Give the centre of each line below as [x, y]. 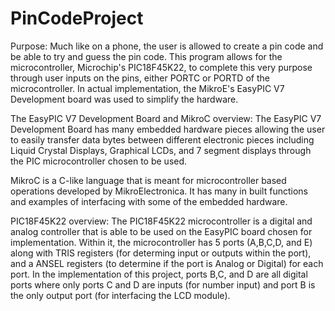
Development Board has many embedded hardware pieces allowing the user [168, 129]
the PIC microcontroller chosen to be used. [99, 161]
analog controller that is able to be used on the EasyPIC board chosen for [161, 231]
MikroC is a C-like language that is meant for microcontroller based [148, 180]
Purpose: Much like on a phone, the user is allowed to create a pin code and [167, 46]
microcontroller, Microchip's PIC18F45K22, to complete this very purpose [161, 67]
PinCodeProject [77, 18]
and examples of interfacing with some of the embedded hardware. [149, 201]
